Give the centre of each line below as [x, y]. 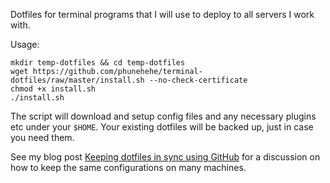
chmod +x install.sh [53, 89]
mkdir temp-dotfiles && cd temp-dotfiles [98, 63]
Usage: [25, 44]
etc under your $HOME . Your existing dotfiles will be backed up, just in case [162, 127]
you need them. [42, 137]
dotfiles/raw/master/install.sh [77, 80]
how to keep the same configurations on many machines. [128, 167]
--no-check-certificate [198, 80]
